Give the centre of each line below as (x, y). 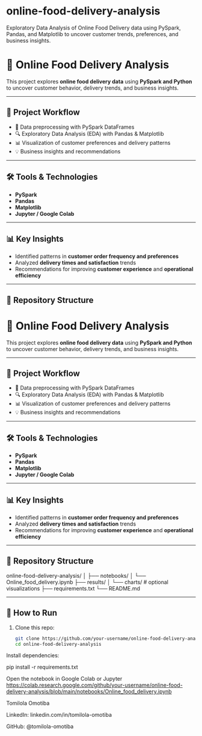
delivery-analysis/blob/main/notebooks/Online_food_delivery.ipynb (89, 692)
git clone (27, 639)
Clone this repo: (35, 627)
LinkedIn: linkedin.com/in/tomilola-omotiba (59, 715)
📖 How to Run (32, 613)
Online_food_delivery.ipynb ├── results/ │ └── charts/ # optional (87, 582)
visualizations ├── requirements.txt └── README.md (73, 588)
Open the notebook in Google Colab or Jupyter (64, 679)
